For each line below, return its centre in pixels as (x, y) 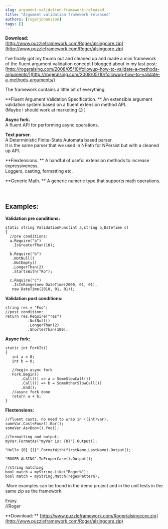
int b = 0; (23, 361)
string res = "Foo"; (27, 308)
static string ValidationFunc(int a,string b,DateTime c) (67, 228)
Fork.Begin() (25, 374)
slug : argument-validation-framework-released (55, 10)
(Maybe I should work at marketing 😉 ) (46, 110)
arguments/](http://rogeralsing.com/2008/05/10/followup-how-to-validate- (83, 75)
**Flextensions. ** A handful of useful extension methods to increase (77, 161)
